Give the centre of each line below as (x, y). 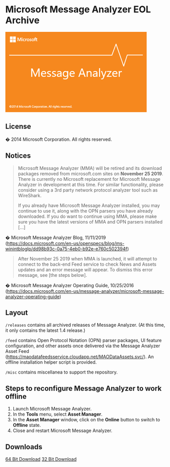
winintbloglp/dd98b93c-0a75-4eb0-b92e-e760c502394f (66, 249)
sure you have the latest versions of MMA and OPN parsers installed (90, 221)
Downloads (24, 447)
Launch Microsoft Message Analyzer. (52, 409)
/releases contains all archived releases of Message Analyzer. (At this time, (85, 325)
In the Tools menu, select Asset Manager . (58, 414)
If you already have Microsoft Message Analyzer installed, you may (89, 205)
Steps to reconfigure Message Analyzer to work (83, 388)
